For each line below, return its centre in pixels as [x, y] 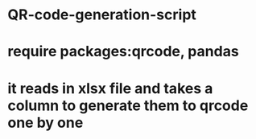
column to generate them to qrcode [128, 105]
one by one [45, 123]
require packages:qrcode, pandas [123, 52]
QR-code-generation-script [102, 15]
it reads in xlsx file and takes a [110, 88]
